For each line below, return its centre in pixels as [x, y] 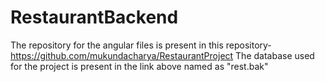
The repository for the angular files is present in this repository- [141, 45]
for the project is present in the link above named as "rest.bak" [139, 66]
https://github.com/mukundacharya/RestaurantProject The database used [162, 55]
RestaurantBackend [94, 17]
